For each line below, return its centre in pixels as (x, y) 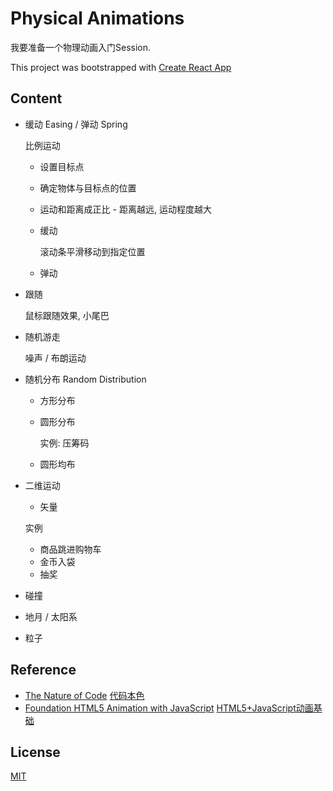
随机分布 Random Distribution (85, 379)
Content (36, 98)
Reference (43, 670)
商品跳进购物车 (70, 549)
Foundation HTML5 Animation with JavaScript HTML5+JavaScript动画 (169, 708)
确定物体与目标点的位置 (88, 188)
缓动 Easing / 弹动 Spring (76, 124)
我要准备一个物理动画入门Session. (81, 47)
